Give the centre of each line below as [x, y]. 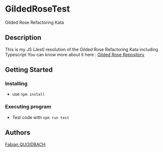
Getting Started [29, 70]
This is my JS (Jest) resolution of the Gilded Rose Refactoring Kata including [81, 49]
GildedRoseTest [37, 9]
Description [23, 38]
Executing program [28, 107]
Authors [18, 133]
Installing [16, 84]
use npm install [28, 94]
